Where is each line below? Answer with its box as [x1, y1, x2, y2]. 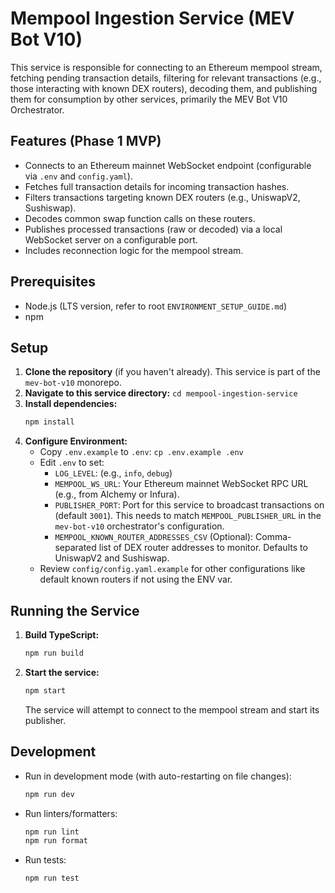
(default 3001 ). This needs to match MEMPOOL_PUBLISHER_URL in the [54, 510, 322, 522]
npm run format [24, 836, 89, 846]
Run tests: [24, 854, 67, 866]
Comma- [255, 531, 292, 543]
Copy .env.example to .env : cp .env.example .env [39, 446, 244, 458]
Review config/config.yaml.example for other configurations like [39, 563, 306, 575]
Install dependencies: [24, 398, 118, 410]
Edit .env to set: [39, 457, 105, 469]
